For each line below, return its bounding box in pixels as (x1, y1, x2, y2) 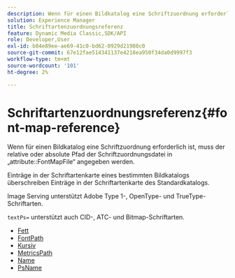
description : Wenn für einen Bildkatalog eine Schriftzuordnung (7, 10, 199, 17)
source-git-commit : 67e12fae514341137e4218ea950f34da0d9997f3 (7, 50, 192, 57)
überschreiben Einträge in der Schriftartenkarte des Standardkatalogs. (7, 179, 210, 187)
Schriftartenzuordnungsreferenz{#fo (7, 105, 228, 121)
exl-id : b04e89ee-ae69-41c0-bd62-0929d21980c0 (7, 43, 145, 50)
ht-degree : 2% (7, 68, 49, 75)
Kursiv (17, 242, 36, 250)
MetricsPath (17, 249, 53, 257)
